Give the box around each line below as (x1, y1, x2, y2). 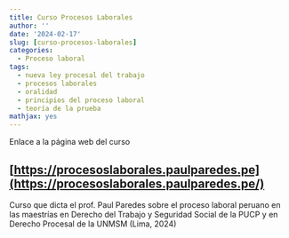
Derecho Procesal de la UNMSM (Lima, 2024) (9, 218, 177, 229)
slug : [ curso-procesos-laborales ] (9, 37, 138, 47)
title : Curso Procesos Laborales (9, 12, 133, 22)
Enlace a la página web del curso (9, 137, 131, 147)
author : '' (9, 21, 50, 30)
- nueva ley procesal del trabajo (17, 71, 145, 80)
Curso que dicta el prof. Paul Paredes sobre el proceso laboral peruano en (9, 199, 281, 210)
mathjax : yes (9, 112, 58, 121)
